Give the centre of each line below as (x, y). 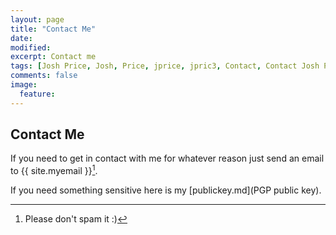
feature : (37, 94)
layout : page (37, 19)
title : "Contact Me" (53, 29)
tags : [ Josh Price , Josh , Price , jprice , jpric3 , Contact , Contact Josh (165, 66)
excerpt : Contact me (53, 57)
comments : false (44, 76)
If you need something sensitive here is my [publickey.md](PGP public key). (166, 190)
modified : (31, 47)
